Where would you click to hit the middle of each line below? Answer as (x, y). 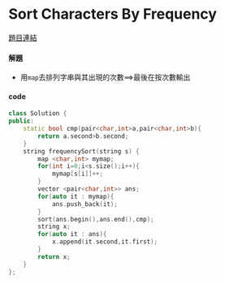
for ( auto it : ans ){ (72, 235)
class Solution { (38, 114)
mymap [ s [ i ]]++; (78, 174)
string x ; (54, 227)
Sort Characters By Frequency (113, 14)
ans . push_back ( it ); (84, 204)
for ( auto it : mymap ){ (76, 196)
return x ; (54, 256)
